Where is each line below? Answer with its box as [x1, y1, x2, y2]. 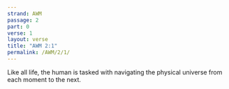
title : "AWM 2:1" [7, 42, 58, 49]
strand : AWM [7, 10, 42, 17]
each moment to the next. [7, 75, 82, 83]
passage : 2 [7, 17, 39, 24]
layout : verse [7, 36, 49, 43]
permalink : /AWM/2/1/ [7, 49, 71, 56]
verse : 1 [7, 29, 33, 37]
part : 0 [7, 23, 30, 30]
